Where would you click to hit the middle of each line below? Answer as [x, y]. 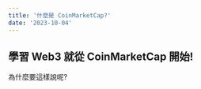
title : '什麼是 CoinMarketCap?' [60, 15]
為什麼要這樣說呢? [38, 77]
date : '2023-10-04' [40, 23]
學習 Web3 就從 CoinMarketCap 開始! [101, 56]
